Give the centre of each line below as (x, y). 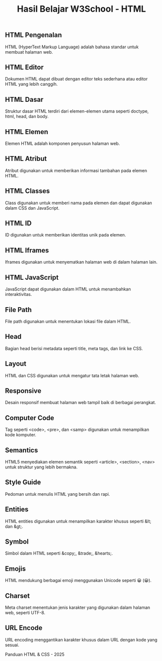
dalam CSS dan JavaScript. (32, 208)
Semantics (22, 450)
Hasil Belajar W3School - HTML (81, 9)
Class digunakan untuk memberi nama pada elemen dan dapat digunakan (79, 203)
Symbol (17, 542)
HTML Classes (27, 191)
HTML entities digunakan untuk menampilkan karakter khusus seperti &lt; (78, 521)
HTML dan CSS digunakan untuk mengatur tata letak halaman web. (72, 375)
